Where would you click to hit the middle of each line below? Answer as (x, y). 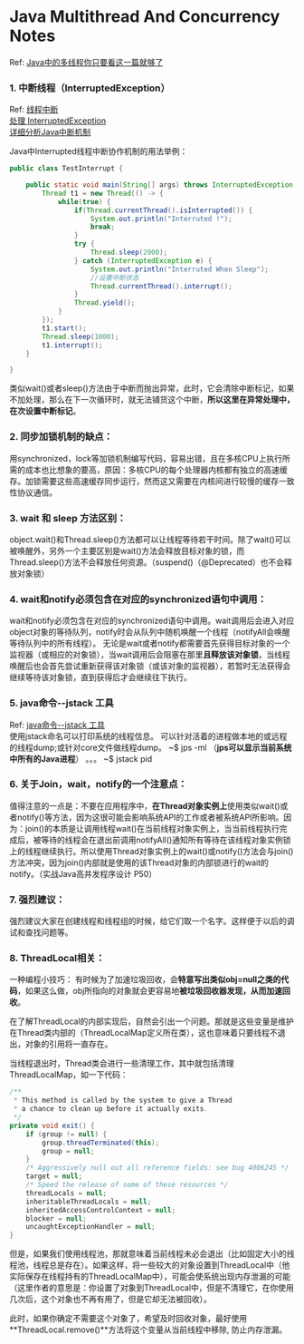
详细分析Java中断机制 (50, 132)
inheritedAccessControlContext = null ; (101, 1210)
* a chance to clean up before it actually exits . (110, 1109)
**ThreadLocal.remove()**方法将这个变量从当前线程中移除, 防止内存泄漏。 (148, 1329)
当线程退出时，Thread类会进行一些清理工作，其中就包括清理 (122, 1064)
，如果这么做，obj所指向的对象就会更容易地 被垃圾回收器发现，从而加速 (150, 991)
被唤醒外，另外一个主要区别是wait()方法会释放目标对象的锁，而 (127, 550)
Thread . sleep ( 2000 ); (129, 253)
